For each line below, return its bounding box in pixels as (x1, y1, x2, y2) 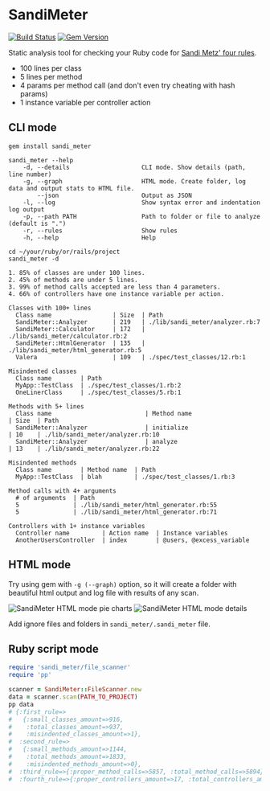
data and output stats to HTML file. (8, 184, 135, 192)
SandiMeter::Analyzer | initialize (15, 424, 189, 432)
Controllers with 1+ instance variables (8, 522, 146, 530)
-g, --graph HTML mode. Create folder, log (22, 177, 247, 186)
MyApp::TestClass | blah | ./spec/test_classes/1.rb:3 (15, 473, 235, 481)
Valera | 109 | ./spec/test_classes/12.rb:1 (15, 353, 247, 361)
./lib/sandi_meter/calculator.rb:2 (8, 332, 128, 340)
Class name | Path (15, 374, 103, 383)
